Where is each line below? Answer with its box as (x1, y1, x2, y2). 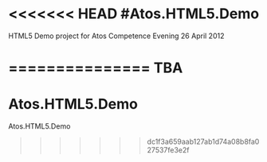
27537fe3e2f (147, 145, 190, 155)
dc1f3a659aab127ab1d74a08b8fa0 (147, 137, 260, 147)
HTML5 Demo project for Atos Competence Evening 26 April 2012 (8, 31, 225, 40)
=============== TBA (8, 59, 183, 77)
